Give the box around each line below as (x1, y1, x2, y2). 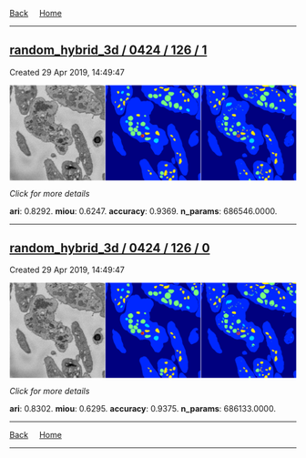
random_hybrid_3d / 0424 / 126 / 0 (9, 240, 210, 256)
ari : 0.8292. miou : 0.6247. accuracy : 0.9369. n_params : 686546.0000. (9, 205, 278, 217)
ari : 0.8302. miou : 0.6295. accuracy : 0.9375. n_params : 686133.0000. (9, 403, 276, 414)
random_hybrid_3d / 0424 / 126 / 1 (9, 43, 208, 58)
